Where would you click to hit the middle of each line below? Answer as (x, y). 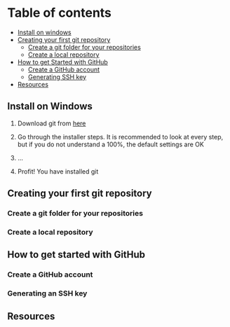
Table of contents (60, 13)
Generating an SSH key (47, 293)
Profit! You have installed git (58, 171)
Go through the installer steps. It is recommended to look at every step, (120, 137)
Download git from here (52, 123)
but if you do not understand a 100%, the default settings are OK (111, 144)
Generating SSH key (57, 77)
